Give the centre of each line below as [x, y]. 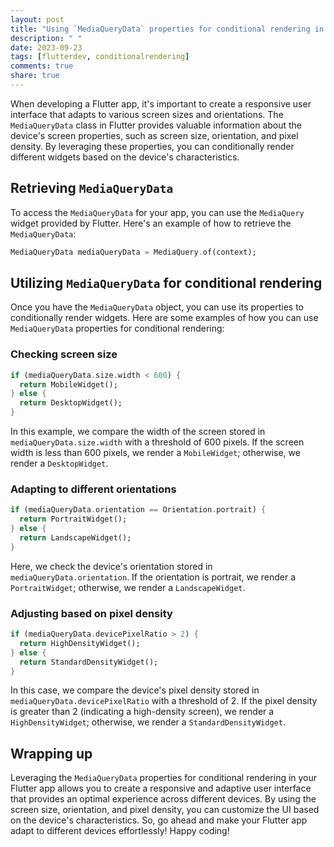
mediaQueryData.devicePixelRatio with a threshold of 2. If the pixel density [164, 701]
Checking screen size [64, 354]
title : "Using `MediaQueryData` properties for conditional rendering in [167, 29]
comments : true [42, 66]
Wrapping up [51, 753]
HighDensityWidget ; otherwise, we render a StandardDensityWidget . [148, 722]
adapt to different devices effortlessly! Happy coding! [120, 831]
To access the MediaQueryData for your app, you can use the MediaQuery [157, 212]
